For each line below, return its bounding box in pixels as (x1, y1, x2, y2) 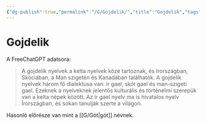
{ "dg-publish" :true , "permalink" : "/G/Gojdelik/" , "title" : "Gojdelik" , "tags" (6, 9, 202, 15)
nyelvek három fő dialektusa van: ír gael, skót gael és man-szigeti (21, 80, 187, 87)
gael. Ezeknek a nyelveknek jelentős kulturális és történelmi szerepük (21, 87, 197, 94)
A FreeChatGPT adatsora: (6, 55, 71, 63)
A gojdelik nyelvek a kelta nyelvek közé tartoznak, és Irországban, (21, 67, 188, 74)
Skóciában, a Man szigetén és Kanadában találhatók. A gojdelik (21, 74, 182, 81)
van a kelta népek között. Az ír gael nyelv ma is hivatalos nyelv (21, 93, 180, 101)
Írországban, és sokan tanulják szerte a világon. (21, 99, 142, 107)
